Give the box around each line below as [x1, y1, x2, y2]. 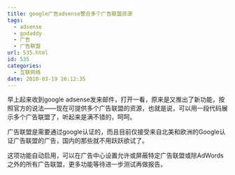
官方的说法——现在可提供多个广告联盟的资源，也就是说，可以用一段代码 [13, 104, 222, 113]
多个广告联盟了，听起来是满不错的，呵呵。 [13, 113, 136, 121]
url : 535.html [7, 50, 49, 57]
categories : [7, 62, 42, 69]
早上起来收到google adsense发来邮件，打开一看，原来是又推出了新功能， [7, 95, 219, 104]
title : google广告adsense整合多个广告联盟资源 [7, 10, 133, 17]
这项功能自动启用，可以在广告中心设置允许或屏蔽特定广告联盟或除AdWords [7, 151, 224, 160]
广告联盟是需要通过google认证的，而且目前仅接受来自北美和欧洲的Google [7, 127, 220, 136]
